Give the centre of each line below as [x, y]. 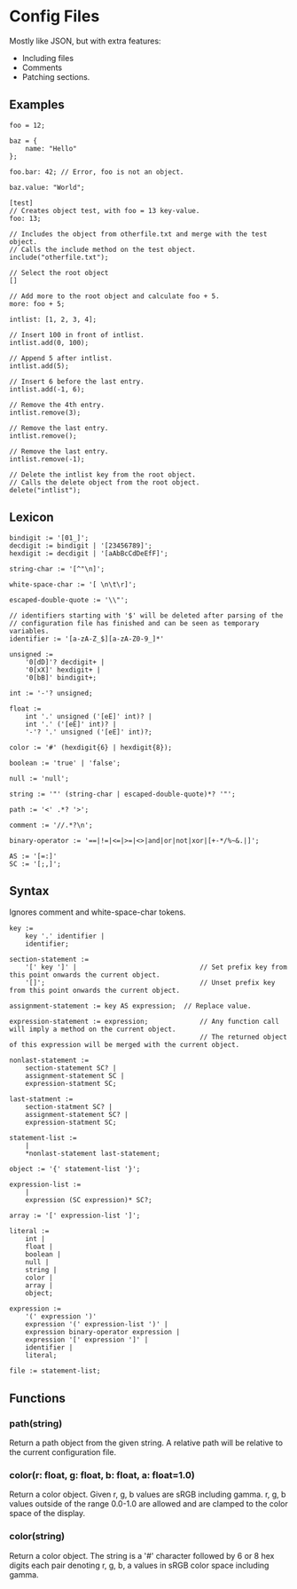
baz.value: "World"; [47, 187]
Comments [42, 67]
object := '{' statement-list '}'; [75, 1169]
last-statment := [41, 1099]
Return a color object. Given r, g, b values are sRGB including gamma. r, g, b [148, 1495]
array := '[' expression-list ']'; [75, 1216]
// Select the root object [59, 272]
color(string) [37, 1537]
